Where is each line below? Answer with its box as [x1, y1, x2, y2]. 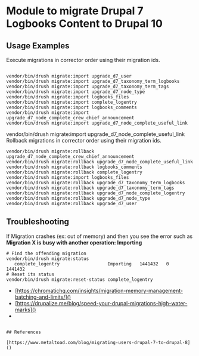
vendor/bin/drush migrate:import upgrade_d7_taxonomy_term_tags [6, 83, 169, 89]
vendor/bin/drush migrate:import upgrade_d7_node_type [6, 89, 145, 95]
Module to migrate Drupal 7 [6, 4, 144, 18]
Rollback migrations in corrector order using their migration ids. [6, 137, 162, 144]
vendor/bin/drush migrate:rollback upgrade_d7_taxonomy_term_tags [6, 185, 175, 191]
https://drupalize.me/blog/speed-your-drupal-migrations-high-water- [17, 299, 188, 307]
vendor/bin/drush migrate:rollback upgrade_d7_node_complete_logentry [6, 190, 185, 196]
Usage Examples [6, 41, 70, 51]
